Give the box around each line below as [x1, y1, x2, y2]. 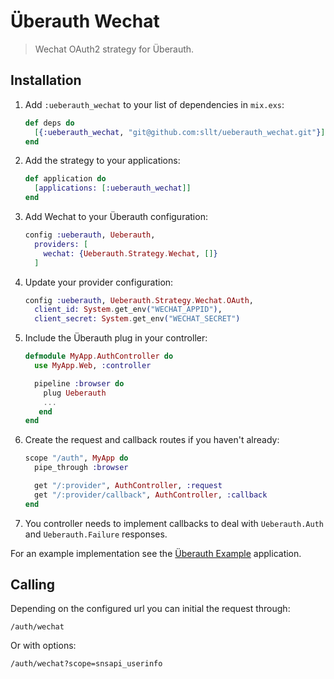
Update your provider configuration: [24, 276, 174, 288]
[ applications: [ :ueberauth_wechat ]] [34, 183, 192, 194]
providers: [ [34, 239, 89, 249]
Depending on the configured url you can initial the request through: [10, 603, 291, 615]
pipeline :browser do [34, 378, 125, 389]
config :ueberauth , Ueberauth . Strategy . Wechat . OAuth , [24, 295, 254, 305]
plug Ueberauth [43, 388, 107, 398]
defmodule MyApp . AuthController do [24, 351, 174, 362]
